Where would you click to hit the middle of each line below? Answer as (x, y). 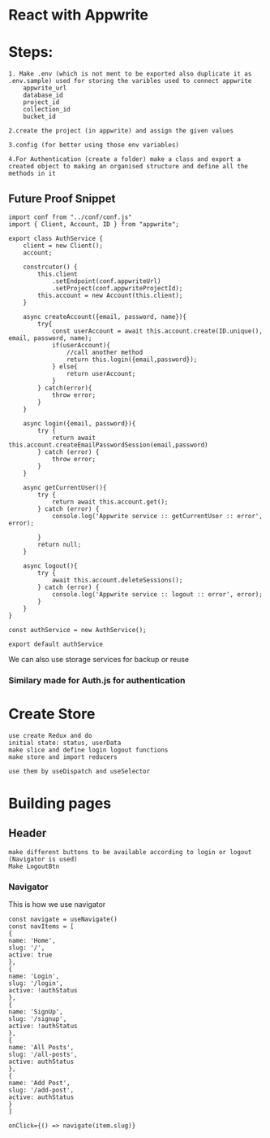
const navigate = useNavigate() (63, 920)
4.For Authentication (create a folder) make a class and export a (125, 159)
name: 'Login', (34, 977)
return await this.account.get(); (110, 502)
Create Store (52, 714)
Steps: (31, 52)
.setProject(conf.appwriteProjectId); (117, 288)
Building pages (60, 803)
